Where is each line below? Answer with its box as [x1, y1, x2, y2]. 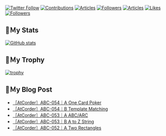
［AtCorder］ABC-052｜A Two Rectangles [12, 125, 102, 131]
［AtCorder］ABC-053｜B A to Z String [12, 119, 95, 125]
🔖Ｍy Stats [5, 26, 39, 35]
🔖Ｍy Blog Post [5, 85, 52, 94]
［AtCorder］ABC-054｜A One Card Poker [12, 100, 102, 106]
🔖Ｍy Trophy [5, 56, 45, 64]
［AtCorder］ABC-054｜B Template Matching [12, 106, 108, 112]
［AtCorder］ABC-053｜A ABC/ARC [12, 112, 88, 118]
